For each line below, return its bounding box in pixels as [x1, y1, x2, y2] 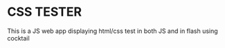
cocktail [7, 34, 30, 42]
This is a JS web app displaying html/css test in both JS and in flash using [7, 27, 218, 35]
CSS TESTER [7, 4, 82, 20]
